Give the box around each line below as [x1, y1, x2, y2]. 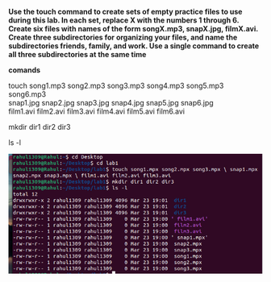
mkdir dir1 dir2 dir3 [8, 122, 71, 131]
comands [8, 65, 41, 75]
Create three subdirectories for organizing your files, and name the [8, 32, 238, 42]
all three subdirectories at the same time [8, 50, 147, 59]
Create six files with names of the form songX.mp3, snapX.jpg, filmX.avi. [8, 24, 259, 33]
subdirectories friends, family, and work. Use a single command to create [8, 41, 260, 51]
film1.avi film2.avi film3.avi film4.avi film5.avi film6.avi [8, 106, 186, 116]
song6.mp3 [8, 89, 47, 99]
